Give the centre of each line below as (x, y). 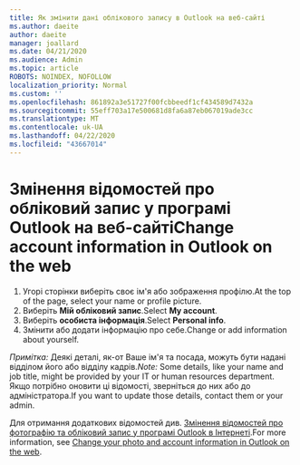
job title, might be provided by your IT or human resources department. (142, 376)
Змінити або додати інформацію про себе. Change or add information (155, 329)
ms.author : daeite (44, 26)
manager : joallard (44, 43)
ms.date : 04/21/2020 (48, 52)
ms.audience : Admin (46, 60)
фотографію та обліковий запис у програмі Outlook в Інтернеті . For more (148, 432)
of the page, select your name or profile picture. (112, 301)
